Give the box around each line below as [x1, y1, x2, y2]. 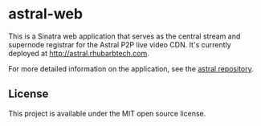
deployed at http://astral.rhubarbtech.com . [8, 48, 150, 58]
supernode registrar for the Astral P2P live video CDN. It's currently [8, 39, 231, 49]
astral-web [8, 5, 83, 23]
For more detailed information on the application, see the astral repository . [8, 63, 255, 73]
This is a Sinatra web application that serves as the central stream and [8, 31, 241, 41]
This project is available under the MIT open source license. [8, 108, 206, 118]
